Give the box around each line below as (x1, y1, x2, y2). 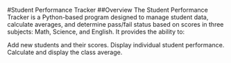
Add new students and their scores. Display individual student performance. (7, 41, 225, 49)
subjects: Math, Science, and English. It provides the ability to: (7, 27, 185, 36)
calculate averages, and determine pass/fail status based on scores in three (7, 21, 224, 28)
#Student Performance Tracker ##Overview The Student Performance (7, 6, 208, 14)
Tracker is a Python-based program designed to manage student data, (7, 13, 209, 21)
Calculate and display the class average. (7, 48, 123, 56)
